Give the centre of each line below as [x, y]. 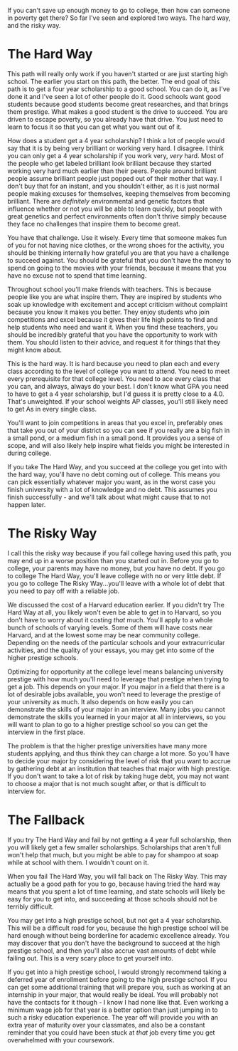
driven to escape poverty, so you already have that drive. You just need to [115, 119]
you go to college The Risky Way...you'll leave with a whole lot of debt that [116, 583]
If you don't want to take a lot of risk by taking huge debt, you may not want [118, 776]
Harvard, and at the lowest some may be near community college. [104, 635]
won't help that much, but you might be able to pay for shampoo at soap [113, 854]
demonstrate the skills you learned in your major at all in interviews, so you [117, 717]
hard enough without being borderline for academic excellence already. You [118, 935]
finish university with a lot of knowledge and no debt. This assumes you [112, 489]
